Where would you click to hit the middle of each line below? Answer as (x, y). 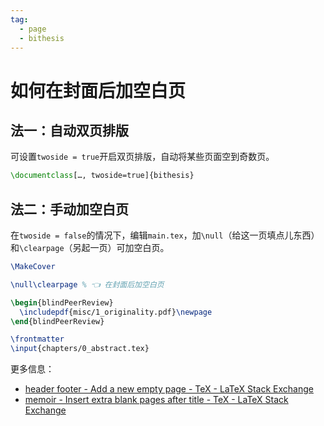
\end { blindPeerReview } (57, 321)
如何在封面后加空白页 (98, 90)
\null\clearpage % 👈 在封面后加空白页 (87, 284)
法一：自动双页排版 (69, 130)
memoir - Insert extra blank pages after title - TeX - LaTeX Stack (156, 400)
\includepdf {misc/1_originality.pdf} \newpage (116, 312)
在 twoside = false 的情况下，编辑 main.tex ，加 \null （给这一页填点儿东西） (165, 235)
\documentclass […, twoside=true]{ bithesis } (102, 176)
